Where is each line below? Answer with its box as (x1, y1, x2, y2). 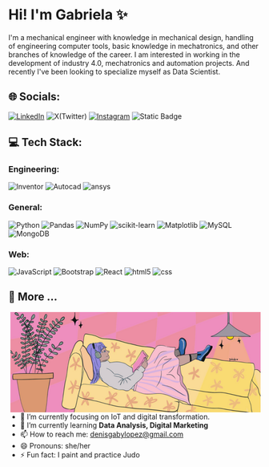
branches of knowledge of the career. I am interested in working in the (8, 50, 240, 59)
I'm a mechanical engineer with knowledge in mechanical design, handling (8, 32, 254, 42)
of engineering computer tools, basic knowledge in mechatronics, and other (8, 41, 259, 51)
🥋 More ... (8, 290, 58, 304)
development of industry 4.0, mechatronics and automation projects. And (8, 58, 250, 67)
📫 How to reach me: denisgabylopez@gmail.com (19, 429, 184, 439)
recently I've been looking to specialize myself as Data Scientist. (8, 67, 221, 76)
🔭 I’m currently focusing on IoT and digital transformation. (19, 412, 211, 421)
